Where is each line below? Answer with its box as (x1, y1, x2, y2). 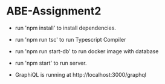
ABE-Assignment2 (6, 4, 102, 18)
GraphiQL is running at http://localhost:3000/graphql (15, 71, 147, 78)
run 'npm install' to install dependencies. (15, 24, 117, 31)
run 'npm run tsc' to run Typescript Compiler (15, 36, 126, 43)
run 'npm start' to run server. (15, 59, 87, 66)
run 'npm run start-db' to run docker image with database (15, 47, 159, 55)
